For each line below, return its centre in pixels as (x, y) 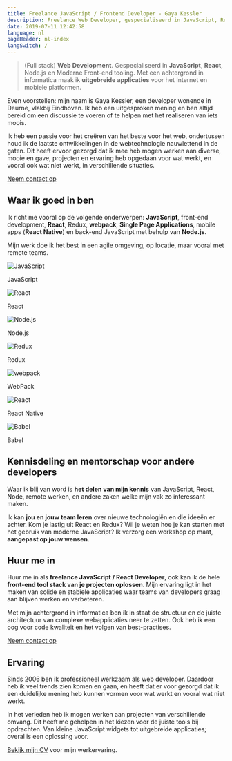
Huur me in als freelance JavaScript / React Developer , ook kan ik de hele (114, 577)
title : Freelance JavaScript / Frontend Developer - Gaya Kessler (105, 13)
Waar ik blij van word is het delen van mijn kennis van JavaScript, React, (111, 489)
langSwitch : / (28, 46)
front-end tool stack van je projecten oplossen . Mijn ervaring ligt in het (109, 585)
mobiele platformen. (52, 87)
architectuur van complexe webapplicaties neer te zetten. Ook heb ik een (111, 620)
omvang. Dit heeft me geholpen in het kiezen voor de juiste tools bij (103, 722)
